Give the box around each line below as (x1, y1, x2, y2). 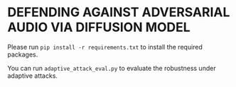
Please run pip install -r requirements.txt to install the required (7, 42, 203, 51)
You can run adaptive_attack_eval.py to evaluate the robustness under (7, 64, 216, 72)
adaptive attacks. (7, 71, 58, 80)
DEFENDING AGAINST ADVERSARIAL (7, 4, 230, 21)
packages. (7, 50, 38, 59)
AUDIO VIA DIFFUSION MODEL (7, 19, 191, 35)
